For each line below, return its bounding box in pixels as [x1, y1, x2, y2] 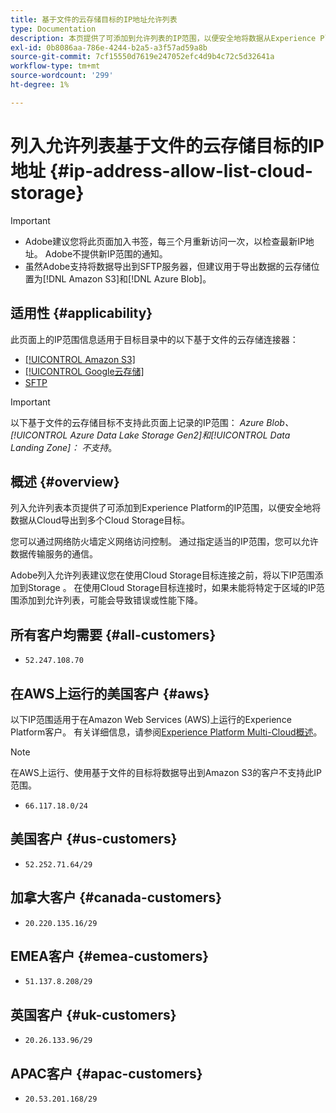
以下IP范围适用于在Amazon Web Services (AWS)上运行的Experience [10, 713, 292, 725]
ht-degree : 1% [10, 80, 70, 90]
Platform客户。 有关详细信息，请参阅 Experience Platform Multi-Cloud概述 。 [10, 726, 323, 738]
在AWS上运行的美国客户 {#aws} [10, 685, 210, 702]
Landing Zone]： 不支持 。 [10, 441, 118, 453]
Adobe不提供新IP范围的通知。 [44, 247, 168, 260]
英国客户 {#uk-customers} [10, 1006, 177, 1023]
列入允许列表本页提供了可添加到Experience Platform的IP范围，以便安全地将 [10, 502, 322, 514]
